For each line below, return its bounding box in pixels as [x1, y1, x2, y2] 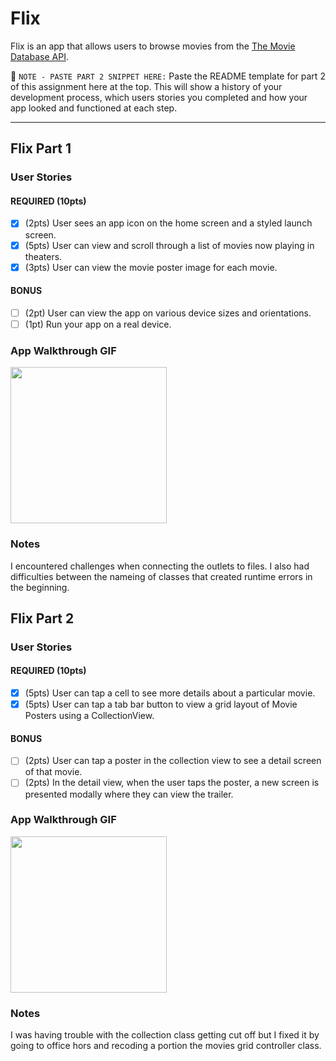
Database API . [10, 50, 69, 62]
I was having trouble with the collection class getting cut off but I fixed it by [10, 1029, 320, 1041]
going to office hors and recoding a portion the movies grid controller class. [10, 1040, 322, 1052]
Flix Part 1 [10, 140, 72, 157]
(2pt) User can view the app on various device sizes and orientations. [24, 307, 312, 319]
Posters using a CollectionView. [24, 710, 155, 722]
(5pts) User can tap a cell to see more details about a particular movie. [24, 687, 316, 699]
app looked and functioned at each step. [10, 102, 178, 114]
